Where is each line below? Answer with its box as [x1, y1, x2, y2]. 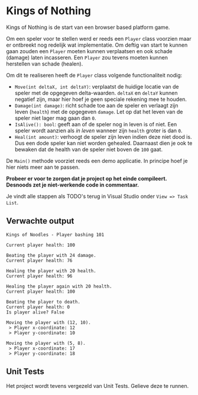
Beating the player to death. [6, 299, 81, 305]
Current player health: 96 [6, 273, 73, 279]
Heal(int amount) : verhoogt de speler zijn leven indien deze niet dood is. [14, 133, 192, 140]
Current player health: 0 [6, 304, 70, 310]
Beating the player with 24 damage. [6, 252, 96, 258]
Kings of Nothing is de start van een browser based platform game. [6, 24, 170, 31]
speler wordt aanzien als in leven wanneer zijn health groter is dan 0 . [14, 127, 183, 134]
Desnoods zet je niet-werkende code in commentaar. [6, 181, 139, 188]
